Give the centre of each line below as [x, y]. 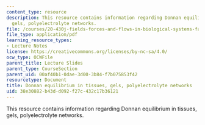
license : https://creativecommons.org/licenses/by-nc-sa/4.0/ [87, 52]
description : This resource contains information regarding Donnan [94, 18]
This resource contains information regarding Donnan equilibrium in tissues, [102, 109]
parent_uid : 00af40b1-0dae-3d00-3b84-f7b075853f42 [72, 74]
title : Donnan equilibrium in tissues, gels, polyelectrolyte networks [99, 86]
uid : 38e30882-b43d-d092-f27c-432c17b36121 [63, 91]
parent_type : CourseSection [42, 69]
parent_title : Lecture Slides [45, 63]
